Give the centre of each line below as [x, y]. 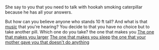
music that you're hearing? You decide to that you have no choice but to [77, 27]
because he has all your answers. [39, 12]
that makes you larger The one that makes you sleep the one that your [76, 37]
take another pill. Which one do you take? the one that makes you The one [80, 32]
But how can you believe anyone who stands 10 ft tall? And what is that [76, 22]
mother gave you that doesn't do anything [47, 42]
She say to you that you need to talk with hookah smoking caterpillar [74, 7]
